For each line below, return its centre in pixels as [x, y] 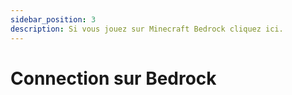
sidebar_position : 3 [53, 19]
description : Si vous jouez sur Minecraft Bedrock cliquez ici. [147, 29]
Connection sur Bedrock [113, 78]
